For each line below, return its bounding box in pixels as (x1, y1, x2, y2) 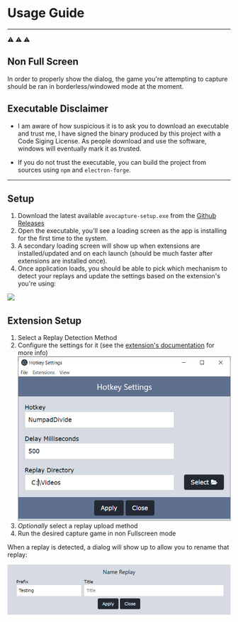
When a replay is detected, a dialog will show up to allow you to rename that (7, 542, 229, 551)
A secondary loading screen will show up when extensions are (17, 241, 200, 250)
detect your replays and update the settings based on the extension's (17, 272, 221, 280)
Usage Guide (7, 5, 85, 21)
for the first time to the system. (17, 234, 108, 243)
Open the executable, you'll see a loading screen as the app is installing (17, 227, 227, 235)
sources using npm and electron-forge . (17, 165, 131, 174)
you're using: (17, 279, 57, 288)
